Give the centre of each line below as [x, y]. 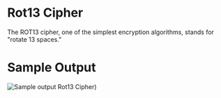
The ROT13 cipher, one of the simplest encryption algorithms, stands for [111, 32]
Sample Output [52, 68]
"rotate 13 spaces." [35, 39]
